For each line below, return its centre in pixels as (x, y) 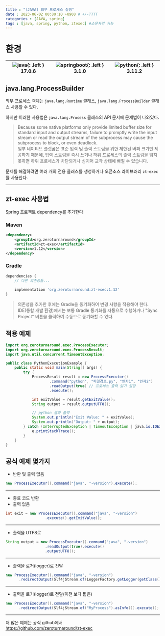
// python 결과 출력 (51, 413)
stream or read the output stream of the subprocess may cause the (85, 138)
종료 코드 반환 (26, 498)
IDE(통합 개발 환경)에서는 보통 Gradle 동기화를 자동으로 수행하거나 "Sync (88, 310)
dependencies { (21, 276)
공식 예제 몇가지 (28, 461)
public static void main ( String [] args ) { (58, 368)
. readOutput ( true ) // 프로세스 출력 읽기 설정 (93, 386)
